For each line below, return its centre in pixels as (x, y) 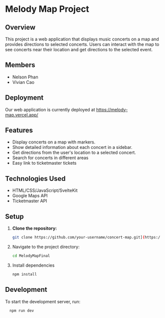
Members (20, 65)
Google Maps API (30, 196)
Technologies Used (35, 178)
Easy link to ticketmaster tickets (44, 163)
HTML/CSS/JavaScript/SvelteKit (45, 190)
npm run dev (22, 311)
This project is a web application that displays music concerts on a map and (82, 39)
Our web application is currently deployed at (50, 109)
